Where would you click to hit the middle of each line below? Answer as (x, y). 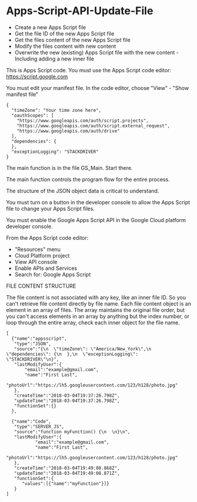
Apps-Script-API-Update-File (80, 11)
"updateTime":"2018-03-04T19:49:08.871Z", (67, 473)
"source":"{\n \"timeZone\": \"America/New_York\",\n (83, 349)
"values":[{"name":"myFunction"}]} (65, 484)
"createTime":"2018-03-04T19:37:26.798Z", (67, 395)
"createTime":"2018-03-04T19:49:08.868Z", (67, 468)
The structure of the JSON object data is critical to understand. (83, 191)
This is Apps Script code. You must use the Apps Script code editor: (89, 70)
